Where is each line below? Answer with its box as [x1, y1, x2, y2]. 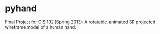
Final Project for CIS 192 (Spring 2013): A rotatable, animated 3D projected [5, 19, 156, 25]
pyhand [5, 3, 37, 14]
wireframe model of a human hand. [5, 24, 76, 30]
